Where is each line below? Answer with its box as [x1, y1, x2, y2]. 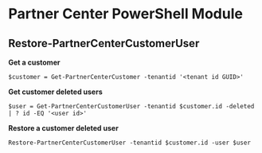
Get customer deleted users [8, 87, 103, 96]
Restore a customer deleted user [8, 124, 119, 132]
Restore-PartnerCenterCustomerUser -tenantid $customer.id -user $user [8, 139, 251, 147]
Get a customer [8, 57, 61, 67]
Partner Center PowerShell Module [8, 5, 243, 23]
